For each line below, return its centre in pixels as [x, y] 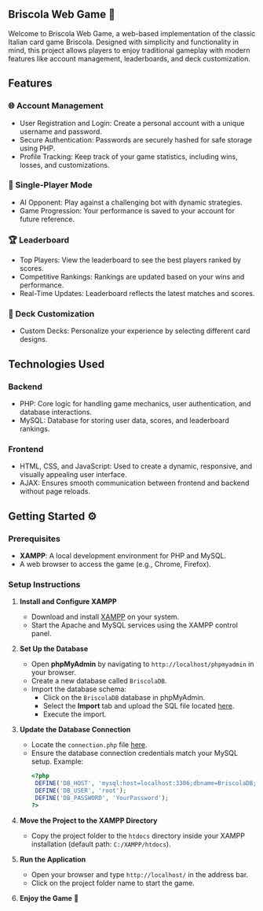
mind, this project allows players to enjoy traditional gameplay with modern [129, 50]
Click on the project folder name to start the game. [113, 883]
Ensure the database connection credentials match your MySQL [134, 754]
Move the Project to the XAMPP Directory [88, 820]
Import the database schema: [79, 689]
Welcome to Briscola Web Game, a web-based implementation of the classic [132, 33]
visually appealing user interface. [73, 475]
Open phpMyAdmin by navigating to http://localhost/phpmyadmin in [142, 664]
